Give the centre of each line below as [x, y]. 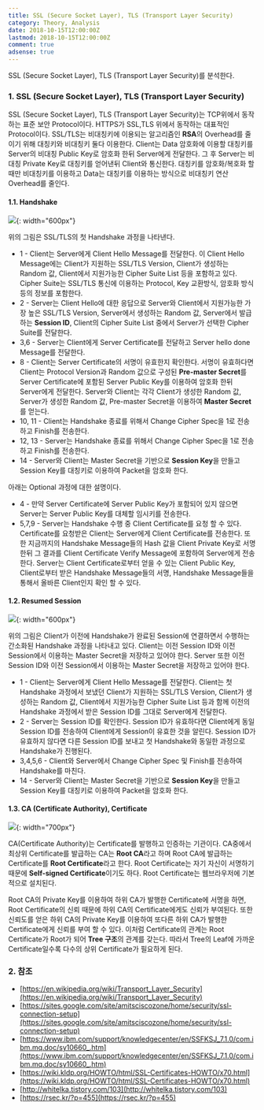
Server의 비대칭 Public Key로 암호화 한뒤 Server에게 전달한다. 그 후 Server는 [127, 154]
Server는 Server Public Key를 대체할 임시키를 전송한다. [105, 514]
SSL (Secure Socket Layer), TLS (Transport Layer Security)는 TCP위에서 [124, 114]
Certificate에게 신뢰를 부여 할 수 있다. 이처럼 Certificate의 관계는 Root [116, 929]
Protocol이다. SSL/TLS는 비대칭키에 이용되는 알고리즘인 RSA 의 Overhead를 [126, 134]
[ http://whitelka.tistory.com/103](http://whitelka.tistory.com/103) [123, 1090]
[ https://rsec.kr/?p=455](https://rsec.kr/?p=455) [98, 1098]
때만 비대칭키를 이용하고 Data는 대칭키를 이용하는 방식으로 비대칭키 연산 [119, 173]
